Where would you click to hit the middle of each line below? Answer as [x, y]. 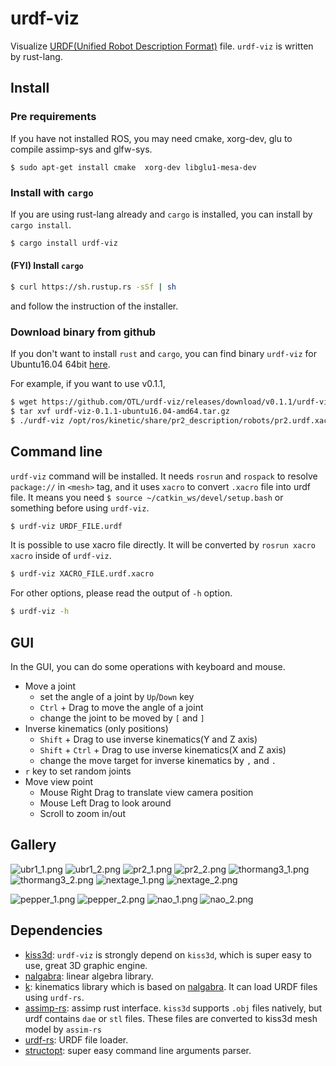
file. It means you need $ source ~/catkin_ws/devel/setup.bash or [147, 497]
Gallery [33, 845]
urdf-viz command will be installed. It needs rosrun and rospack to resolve [164, 476]
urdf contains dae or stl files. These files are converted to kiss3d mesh [171, 1018]
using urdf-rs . [54, 997]
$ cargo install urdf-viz [64, 243]
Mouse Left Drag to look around [105, 803]
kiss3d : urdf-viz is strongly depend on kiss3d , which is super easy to [168, 954]
